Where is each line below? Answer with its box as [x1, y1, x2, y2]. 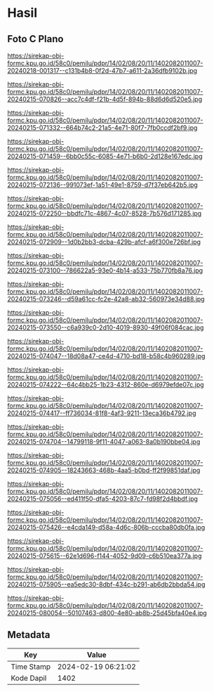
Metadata [7, 629, 51, 641]
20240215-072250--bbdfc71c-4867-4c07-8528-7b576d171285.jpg [7, 209, 202, 217]
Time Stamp [11, 662, 51, 672]
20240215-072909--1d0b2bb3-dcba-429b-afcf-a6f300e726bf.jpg [7, 237, 201, 246]
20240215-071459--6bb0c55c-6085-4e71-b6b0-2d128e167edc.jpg [7, 152, 203, 160]
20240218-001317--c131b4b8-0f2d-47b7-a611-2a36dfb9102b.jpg [7, 67, 198, 74]
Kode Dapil [11, 673, 47, 683]
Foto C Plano [7, 33, 64, 45]
